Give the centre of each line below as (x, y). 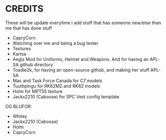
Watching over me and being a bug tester (55, 43)
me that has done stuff (29, 28)
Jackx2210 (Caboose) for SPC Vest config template (66, 97)
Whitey (20, 116)
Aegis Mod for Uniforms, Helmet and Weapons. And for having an (80, 59)
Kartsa (19, 54)
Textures (22, 48)
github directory (36, 64)
